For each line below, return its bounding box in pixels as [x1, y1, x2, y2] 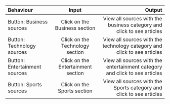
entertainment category [106, 63, 162, 70]
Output [145, 7, 162, 13]
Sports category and [113, 84, 162, 91]
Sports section [58, 87, 93, 94]
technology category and [102, 43, 162, 49]
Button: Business [8, 18, 48, 25]
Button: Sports [8, 81, 42, 88]
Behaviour [8, 7, 33, 13]
